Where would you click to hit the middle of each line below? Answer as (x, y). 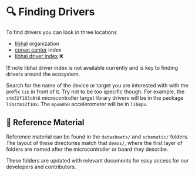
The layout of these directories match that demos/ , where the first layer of (94, 143)
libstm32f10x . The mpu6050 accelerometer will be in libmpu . (77, 104)
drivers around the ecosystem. (43, 74)
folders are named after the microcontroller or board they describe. (87, 149)
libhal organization (37, 43)
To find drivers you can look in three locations (62, 32)
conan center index (38, 50)
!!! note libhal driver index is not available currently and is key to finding (92, 67)
